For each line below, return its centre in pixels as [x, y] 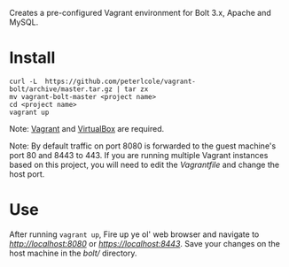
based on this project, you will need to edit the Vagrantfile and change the [144, 164]
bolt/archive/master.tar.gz [61, 89]
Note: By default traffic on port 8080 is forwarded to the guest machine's [143, 146]
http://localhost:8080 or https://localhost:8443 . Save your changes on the [145, 243]
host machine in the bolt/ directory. [73, 253]
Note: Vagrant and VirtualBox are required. [87, 128]
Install [32, 58]
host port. [27, 174]
